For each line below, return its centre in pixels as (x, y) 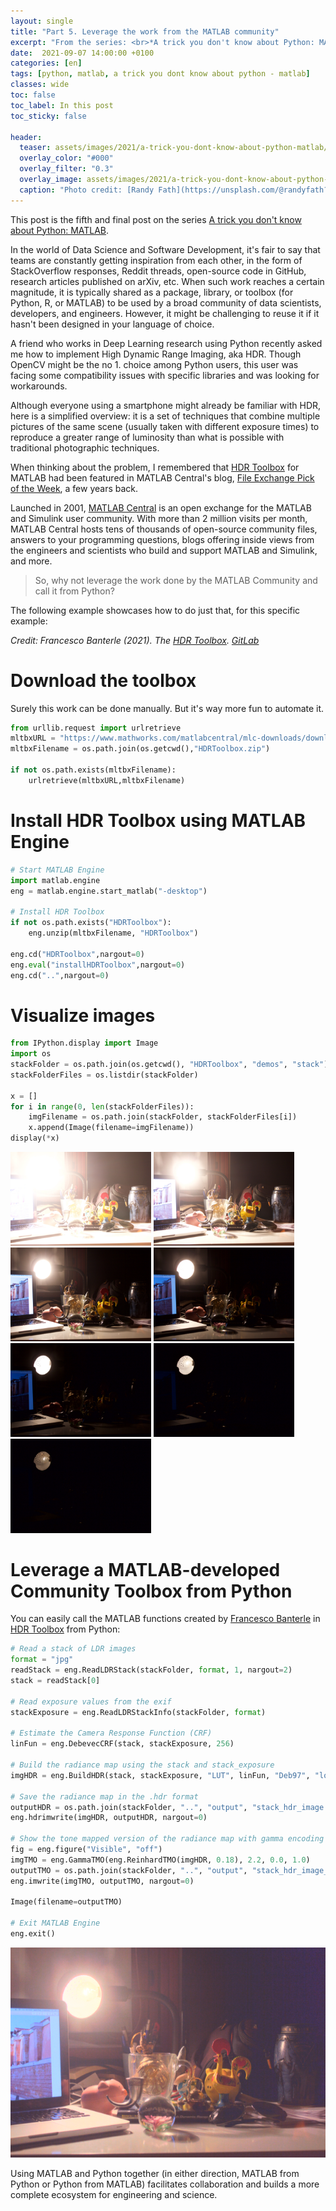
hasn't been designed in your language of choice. (112, 324)
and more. (31, 561)
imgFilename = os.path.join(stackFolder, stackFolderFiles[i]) (163, 1117)
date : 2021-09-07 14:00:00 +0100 (82, 53)
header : (26, 137)
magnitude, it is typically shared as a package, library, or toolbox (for (152, 292)
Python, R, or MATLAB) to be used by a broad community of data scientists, (166, 302)
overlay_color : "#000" (66, 158)
